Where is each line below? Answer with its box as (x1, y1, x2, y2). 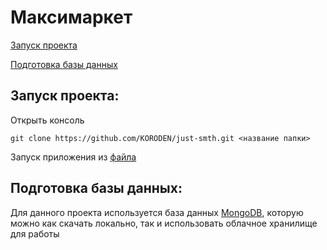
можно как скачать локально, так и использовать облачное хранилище (10, 217, 318, 229)
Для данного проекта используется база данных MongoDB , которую (10, 206, 304, 218)
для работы (10, 227, 60, 240)
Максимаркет (10, 6, 133, 29)
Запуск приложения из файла (10, 151, 137, 163)
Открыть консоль (10, 114, 85, 126)
